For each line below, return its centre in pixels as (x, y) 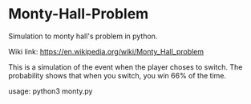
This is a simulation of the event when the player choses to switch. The (125, 67)
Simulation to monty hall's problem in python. (83, 36)
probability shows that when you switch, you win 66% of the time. (117, 75)
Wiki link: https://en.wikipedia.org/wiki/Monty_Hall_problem (106, 51)
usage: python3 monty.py (51, 91)
